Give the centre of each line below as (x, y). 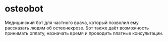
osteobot (24, 9)
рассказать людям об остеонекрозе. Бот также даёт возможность (77, 27)
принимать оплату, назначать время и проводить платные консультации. (84, 33)
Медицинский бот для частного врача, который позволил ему (72, 22)
